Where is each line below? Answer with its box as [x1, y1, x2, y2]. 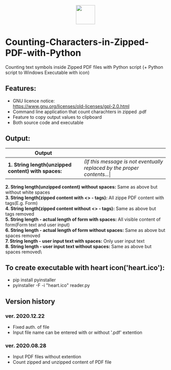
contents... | [83, 171, 111, 178]
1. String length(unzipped [8, 161, 72, 168]
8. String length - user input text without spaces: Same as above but [5, 243, 152, 249]
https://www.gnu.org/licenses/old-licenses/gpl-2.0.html [12, 103, 130, 109]
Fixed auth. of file [12, 324, 50, 330]
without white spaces [5, 189, 50, 195]
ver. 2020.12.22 [5, 312, 45, 320]
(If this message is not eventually [83, 158, 163, 165]
